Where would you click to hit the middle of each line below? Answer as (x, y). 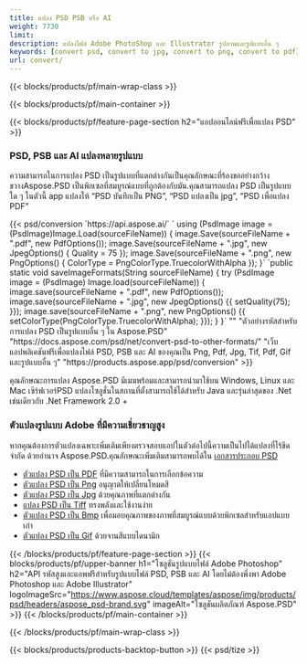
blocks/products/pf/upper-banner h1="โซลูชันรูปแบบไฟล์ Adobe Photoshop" (146, 564)
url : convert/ (37, 60)
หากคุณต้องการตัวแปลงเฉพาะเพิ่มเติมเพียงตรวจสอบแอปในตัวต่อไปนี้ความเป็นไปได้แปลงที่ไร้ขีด (150, 445)
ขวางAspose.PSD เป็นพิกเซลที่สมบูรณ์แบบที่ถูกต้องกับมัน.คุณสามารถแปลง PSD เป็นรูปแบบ (150, 186)
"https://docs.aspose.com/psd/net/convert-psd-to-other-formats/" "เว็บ (144, 342)
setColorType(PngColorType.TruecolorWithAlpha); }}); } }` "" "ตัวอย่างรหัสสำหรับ (153, 321)
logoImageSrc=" (40, 594)
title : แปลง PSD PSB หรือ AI (61, 18)
